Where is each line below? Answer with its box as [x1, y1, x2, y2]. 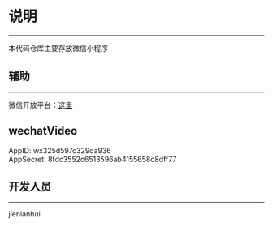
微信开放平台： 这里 [8, 100, 73, 109]
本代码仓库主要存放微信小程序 [8, 43, 108, 53]
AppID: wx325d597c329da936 [8, 145, 112, 155]
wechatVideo [8, 124, 78, 138]
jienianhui [8, 209, 41, 219]
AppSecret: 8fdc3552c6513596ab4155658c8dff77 [8, 154, 177, 164]
